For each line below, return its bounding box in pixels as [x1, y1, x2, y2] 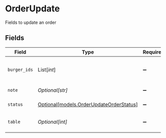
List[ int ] [38, 66, 56, 73]
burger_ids [7, 67, 33, 72]
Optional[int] [38, 118, 68, 125]
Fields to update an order [5, 19, 57, 25]
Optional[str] [38, 86, 68, 93]
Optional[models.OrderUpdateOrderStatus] [38, 101, 138, 108]
